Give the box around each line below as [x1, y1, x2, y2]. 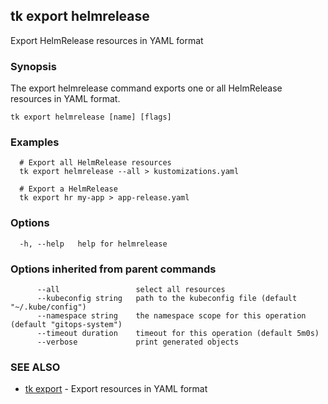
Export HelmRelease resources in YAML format [10, 34, 204, 46]
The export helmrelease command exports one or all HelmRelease [10, 82, 283, 94]
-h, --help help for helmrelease [19, 239, 168, 249]
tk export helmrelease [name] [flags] [10, 112, 172, 123]
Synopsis [10, 59, 57, 73]
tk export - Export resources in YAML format [24, 383, 208, 395]
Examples [10, 135, 60, 149]
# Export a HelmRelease [19, 184, 118, 194]
